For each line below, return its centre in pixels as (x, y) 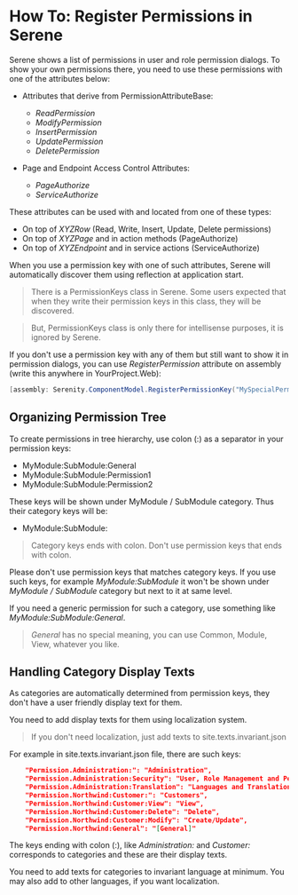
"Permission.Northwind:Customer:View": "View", (114, 804)
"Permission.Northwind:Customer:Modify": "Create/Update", (137, 820)
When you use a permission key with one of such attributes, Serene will (140, 265)
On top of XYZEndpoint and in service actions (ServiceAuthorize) (141, 248)
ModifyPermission (68, 123)
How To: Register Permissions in (131, 16)
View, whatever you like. (75, 644)
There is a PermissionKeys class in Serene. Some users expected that (158, 291)
